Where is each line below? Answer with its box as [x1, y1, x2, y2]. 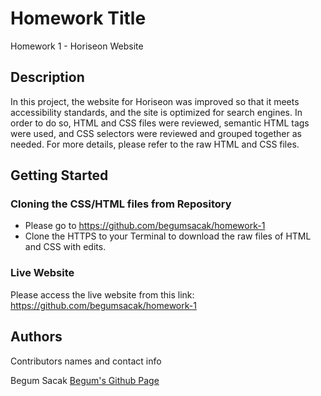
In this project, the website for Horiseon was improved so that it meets [10, 95, 300, 107]
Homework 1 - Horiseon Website [10, 40, 144, 52]
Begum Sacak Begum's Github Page [10, 374, 160, 386]
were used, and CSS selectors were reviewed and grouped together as [10, 127, 302, 139]
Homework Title [10, 7, 147, 30]
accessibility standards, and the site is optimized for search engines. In [10, 106, 303, 118]
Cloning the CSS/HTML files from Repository [10, 197, 232, 211]
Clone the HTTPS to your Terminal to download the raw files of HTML [24, 230, 312, 242]
